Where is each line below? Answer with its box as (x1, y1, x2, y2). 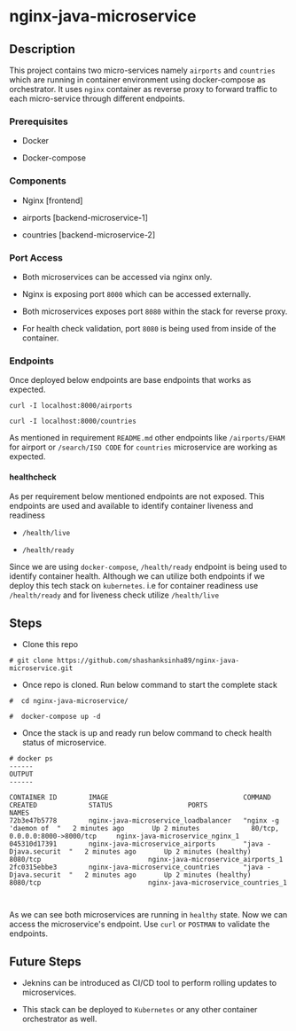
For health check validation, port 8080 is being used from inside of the (21, 323, 277, 333)
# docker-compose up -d (9, 712, 101, 722)
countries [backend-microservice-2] (21, 229, 156, 240)
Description (9, 42, 75, 57)
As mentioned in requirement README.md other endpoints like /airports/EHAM (9, 433, 285, 443)
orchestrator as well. (21, 1013, 97, 1025)
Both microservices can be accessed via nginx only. (21, 271, 213, 282)
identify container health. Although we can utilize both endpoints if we (9, 571, 266, 582)
